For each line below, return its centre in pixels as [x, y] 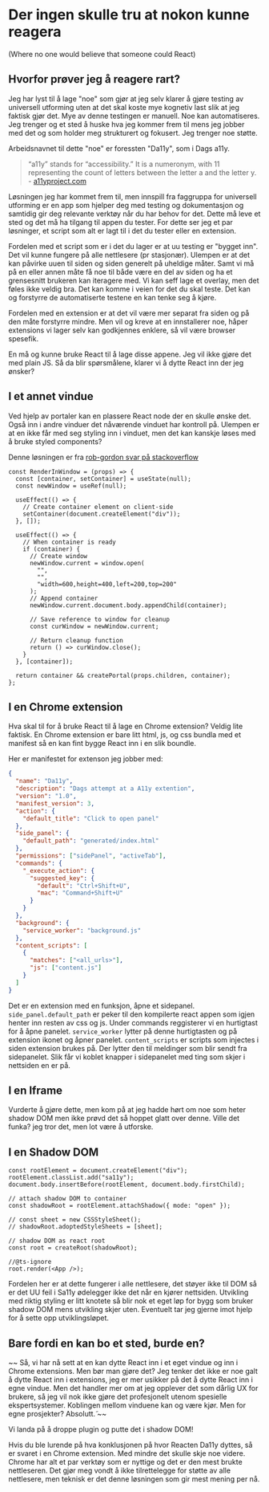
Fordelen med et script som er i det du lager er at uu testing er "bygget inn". [133, 246]
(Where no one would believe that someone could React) [102, 54]
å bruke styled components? [55, 441]
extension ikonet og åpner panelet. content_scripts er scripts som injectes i [133, 1040]
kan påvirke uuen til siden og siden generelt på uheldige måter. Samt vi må [131, 263]
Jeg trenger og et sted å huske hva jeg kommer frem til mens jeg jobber [126, 124]
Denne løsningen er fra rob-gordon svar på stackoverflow [103, 457]
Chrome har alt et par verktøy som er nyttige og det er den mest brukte [125, 1462]
